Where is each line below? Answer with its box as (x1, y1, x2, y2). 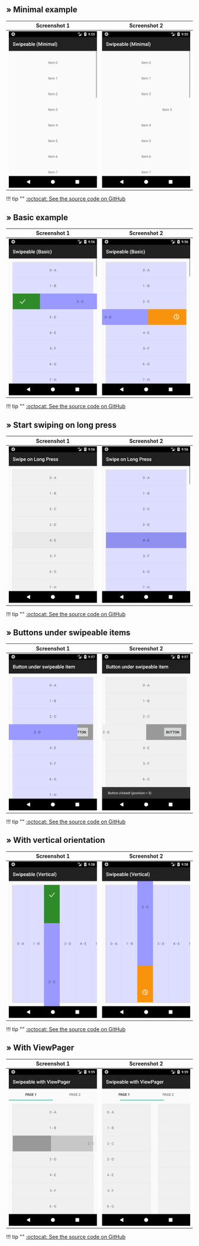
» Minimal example (6, 5, 78, 15)
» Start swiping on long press (6, 420, 117, 430)
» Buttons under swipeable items (6, 627, 131, 638)
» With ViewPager (6, 1043, 75, 1053)
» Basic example (6, 213, 68, 223)
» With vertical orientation (6, 835, 105, 845)
